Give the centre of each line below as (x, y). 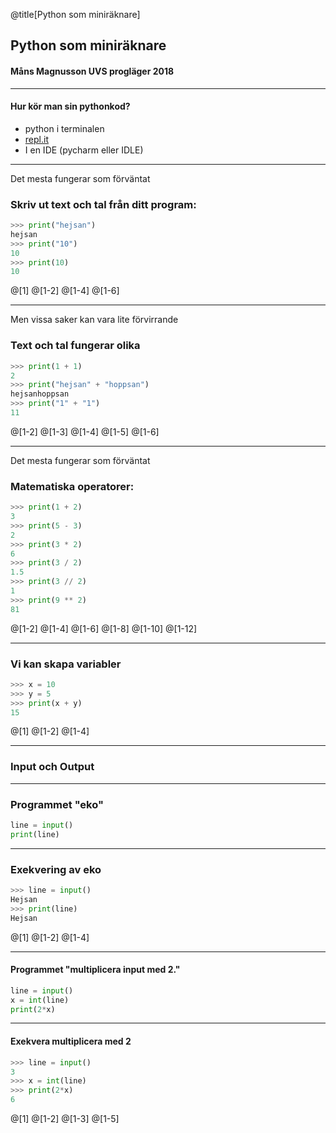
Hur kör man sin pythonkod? (70, 106)
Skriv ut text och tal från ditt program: (103, 204)
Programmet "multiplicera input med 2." (95, 970)
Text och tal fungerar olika (75, 346)
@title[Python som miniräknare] (75, 14)
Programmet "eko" (57, 804)
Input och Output (52, 767)
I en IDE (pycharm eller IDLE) (84, 150)
